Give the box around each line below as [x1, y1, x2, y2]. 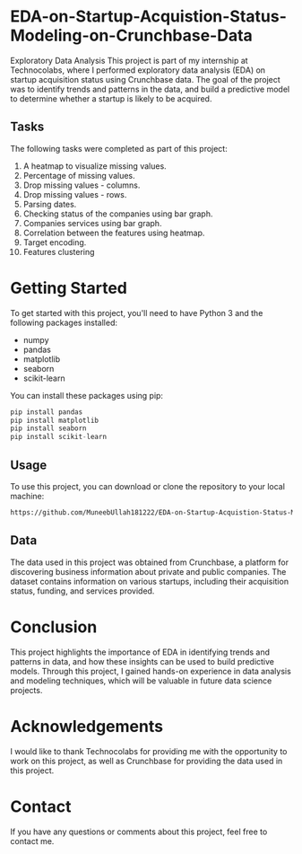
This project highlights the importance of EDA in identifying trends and [10, 647, 271, 657]
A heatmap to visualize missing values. [22, 160, 167, 172]
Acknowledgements [10, 716, 164, 736]
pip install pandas [10, 407, 83, 417]
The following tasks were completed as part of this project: [10, 143, 228, 154]
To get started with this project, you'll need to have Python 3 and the [10, 307, 263, 318]
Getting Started [10, 277, 128, 298]
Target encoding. [22, 236, 87, 248]
